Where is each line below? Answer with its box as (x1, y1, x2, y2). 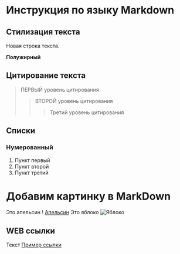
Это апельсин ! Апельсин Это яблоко (6, 209, 99, 216)
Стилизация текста (6, 27, 80, 37)
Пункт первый (14, 156, 50, 164)
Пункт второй (14, 163, 49, 170)
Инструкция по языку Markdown (6, 4, 175, 17)
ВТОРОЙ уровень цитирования (35, 97, 113, 104)
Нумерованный (6, 143, 54, 152)
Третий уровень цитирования (49, 109, 124, 116)
